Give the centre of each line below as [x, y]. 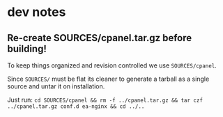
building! [27, 48]
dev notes [37, 12]
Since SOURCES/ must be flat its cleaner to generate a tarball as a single [108, 79]
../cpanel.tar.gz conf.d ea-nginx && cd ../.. [76, 107]
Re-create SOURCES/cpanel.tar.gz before [100, 38]
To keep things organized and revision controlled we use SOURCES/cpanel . [112, 65]
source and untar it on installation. [56, 86]
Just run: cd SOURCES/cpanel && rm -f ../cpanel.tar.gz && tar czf [105, 100]
